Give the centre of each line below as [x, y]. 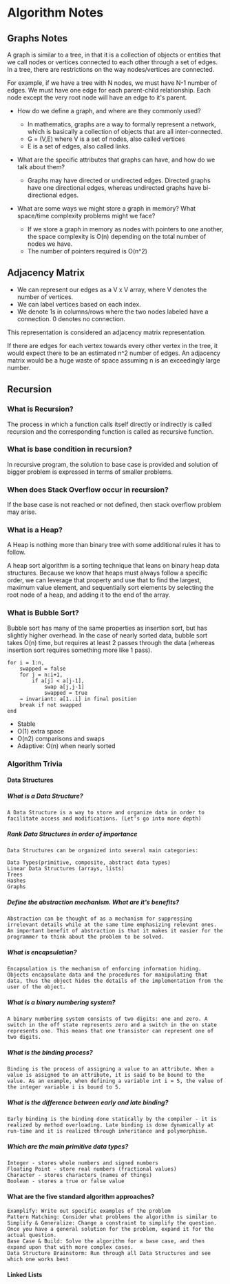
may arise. [22, 512]
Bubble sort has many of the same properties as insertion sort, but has [107, 628]
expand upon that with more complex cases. [71, 1247]
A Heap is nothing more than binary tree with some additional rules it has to [114, 545]
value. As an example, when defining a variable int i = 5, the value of [115, 1081]
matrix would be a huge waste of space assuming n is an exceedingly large [114, 360]
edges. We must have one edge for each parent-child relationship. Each [109, 90]
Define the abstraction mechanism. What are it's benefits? [93, 902]
